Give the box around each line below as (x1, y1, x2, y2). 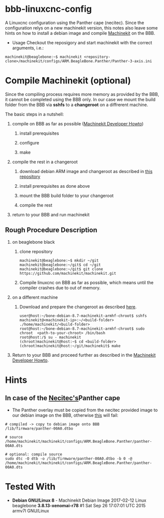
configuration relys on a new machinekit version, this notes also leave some (5, 25, 158, 30)
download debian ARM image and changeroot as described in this (19, 168, 153, 174)
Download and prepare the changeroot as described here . (19, 304, 137, 310)
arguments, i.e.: (12, 45, 44, 51)
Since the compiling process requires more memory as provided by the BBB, (5, 91, 159, 97)
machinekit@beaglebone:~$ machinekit (5, 54, 82, 59)
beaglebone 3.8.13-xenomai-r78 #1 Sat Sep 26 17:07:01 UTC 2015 (12, 502, 146, 508)
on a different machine (12, 294, 58, 300)
